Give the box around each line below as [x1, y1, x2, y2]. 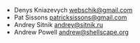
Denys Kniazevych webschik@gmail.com [13, 6, 133, 14]
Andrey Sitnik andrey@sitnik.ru [13, 21, 104, 28]
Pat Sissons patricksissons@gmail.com [13, 13, 127, 21]
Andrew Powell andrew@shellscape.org [13, 28, 129, 36]
